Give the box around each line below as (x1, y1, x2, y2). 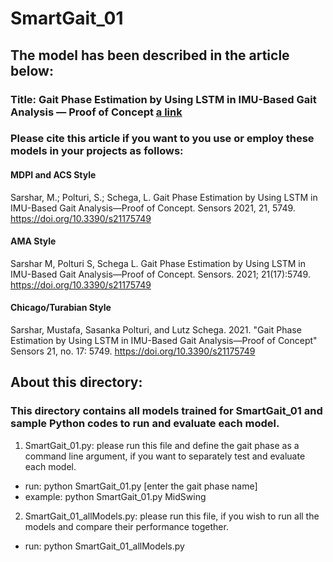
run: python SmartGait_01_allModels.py (24, 540, 185, 552)
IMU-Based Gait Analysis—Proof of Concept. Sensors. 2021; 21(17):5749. (10, 268, 311, 280)
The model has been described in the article (10, 47, 290, 64)
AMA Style (10, 235, 57, 247)
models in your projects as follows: (10, 144, 184, 158)
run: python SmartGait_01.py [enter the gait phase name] (24, 480, 258, 492)
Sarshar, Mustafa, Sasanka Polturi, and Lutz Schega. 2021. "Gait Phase (10, 324, 302, 336)
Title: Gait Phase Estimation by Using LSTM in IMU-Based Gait (10, 92, 317, 106)
